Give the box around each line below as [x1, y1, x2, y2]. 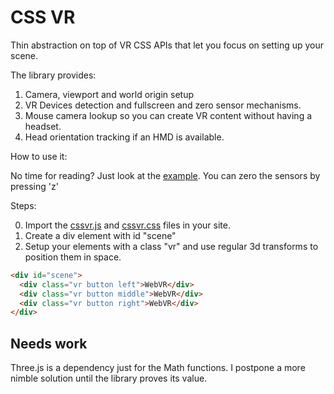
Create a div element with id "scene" [24, 229, 177, 241]
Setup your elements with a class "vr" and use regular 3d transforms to [24, 240, 319, 252]
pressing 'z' [10, 180, 59, 192]
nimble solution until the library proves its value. [10, 372, 208, 385]
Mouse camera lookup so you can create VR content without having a [24, 109, 313, 121]
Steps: [10, 199, 37, 211]
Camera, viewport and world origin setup [24, 88, 195, 100]
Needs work [10, 335, 88, 352]
